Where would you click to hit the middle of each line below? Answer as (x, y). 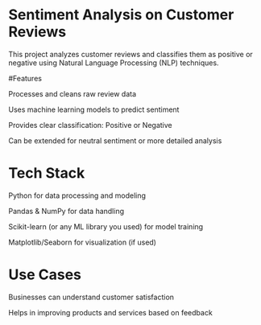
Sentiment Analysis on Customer (121, 15)
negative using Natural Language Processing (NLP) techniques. (114, 63)
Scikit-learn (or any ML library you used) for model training (106, 226)
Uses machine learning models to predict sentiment (94, 109)
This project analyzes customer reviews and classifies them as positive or (131, 54)
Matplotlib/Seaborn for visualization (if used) (83, 242)
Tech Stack (47, 173)
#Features (25, 78)
